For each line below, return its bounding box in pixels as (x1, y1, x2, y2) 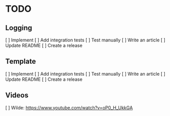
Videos (5, 91, 29, 100)
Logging (5, 24, 32, 32)
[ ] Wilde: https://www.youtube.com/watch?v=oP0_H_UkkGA (5, 104, 133, 110)
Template (5, 57, 36, 66)
